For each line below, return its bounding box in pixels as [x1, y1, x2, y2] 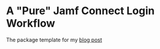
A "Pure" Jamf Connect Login [6, 4, 155, 18]
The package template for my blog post [6, 36, 102, 43]
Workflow [6, 17, 55, 30]
